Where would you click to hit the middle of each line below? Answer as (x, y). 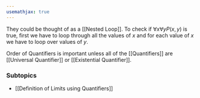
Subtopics (22, 75)
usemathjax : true (28, 12)
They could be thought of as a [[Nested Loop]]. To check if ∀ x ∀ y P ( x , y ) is (97, 29)
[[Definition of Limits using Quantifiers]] (64, 88)
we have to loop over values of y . (47, 41)
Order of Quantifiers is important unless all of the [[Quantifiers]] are (89, 53)
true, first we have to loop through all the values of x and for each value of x (100, 35)
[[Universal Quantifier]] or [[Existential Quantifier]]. (69, 60)
